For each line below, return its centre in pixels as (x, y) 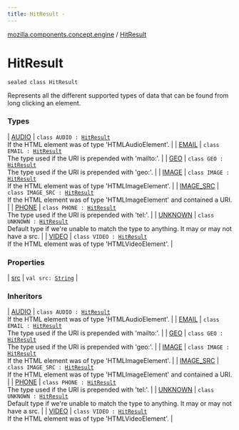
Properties (26, 262)
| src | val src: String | (43, 278)
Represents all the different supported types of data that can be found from (118, 95)
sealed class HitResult (43, 82)
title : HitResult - (36, 14)
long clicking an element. (44, 103)
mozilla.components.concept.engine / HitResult (77, 34)
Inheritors (25, 297)
